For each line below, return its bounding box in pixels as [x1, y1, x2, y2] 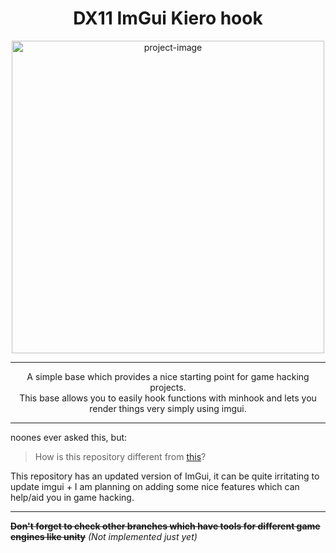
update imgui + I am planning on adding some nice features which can [10, 480, 300, 492]
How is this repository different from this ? [34, 450, 207, 462]
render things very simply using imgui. [89, 402, 247, 414]
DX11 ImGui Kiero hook [73, 7, 263, 30]
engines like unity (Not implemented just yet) [10, 530, 198, 542]
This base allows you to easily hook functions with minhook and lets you [19, 392, 317, 404]
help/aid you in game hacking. [10, 491, 135, 503]
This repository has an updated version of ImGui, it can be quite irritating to [10, 470, 320, 482]
